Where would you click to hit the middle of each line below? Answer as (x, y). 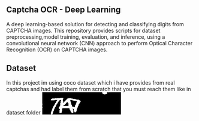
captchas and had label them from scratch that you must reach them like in (99, 89)
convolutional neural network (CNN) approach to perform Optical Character (99, 43)
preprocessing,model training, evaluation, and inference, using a (86, 37)
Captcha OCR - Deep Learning (64, 10)
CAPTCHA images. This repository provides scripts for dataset (83, 30)
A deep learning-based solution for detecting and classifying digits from (95, 24)
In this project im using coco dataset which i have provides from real (91, 82)
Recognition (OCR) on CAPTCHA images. (57, 49)
